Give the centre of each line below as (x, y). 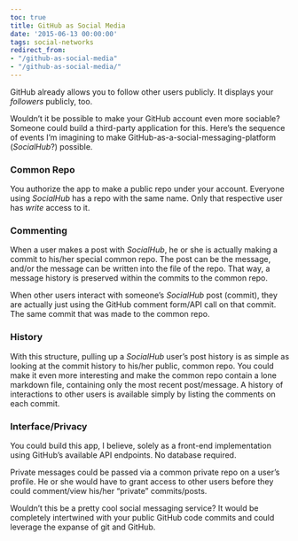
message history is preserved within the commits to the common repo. (139, 278)
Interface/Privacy (49, 426)
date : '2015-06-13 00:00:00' (64, 34)
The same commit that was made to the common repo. (110, 314)
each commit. (35, 403)
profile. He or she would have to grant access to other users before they (142, 482)
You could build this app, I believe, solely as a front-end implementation (141, 446)
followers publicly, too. (51, 101)
